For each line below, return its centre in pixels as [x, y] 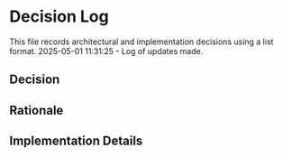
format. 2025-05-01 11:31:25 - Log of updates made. [106, 51]
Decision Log [59, 17]
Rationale [37, 110]
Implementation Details [76, 141]
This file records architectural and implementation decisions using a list [141, 42]
